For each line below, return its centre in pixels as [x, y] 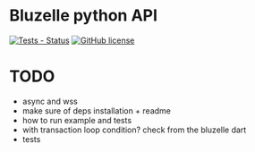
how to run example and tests [77, 120]
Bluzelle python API [84, 16]
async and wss [50, 101]
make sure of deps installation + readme [97, 110]
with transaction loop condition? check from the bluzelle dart [134, 130]
